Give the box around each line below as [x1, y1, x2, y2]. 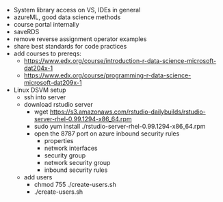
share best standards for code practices [13, 42, 127, 50]
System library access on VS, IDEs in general [13, 6, 141, 14]
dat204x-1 [23, 64, 53, 72]
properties [44, 137, 74, 144]
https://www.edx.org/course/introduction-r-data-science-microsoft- [23, 57, 217, 64]
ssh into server [23, 93, 66, 101]
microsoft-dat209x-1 [23, 79, 82, 86]
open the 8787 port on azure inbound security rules [34, 129, 180, 138]
